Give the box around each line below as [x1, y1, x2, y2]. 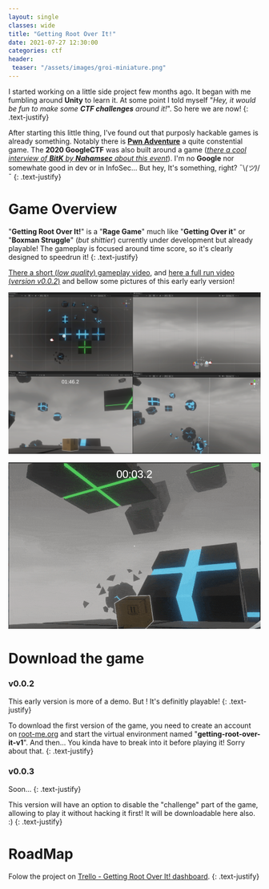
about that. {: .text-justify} [8, 746, 94, 756]
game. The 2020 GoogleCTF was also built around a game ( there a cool [8, 144, 247, 154]
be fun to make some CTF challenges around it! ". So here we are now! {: [8, 104, 249, 113]
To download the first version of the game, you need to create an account [8, 721, 251, 730]
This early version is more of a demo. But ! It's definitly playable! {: [8, 696, 227, 706]
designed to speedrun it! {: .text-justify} [8, 252, 139, 262]
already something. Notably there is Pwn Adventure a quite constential [8, 136, 243, 146]
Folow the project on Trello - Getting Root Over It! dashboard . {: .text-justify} [8, 871, 260, 881]
